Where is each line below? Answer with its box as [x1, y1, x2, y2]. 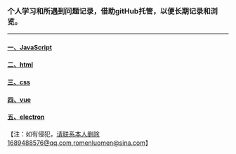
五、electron [7, 113, 45, 121]
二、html [7, 60, 34, 69]
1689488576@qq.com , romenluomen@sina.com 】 [7, 139, 152, 147]
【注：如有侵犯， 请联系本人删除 [7, 129, 100, 138]
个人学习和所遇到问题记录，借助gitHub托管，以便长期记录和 [7, 6, 211, 15]
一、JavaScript [7, 43, 53, 51]
